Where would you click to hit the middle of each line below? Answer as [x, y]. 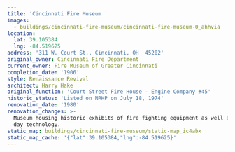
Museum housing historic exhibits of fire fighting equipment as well [119, 118]
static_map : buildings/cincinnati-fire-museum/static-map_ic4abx [104, 131]
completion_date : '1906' [43, 72]
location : [22, 33]
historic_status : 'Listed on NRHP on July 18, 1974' [86, 99]
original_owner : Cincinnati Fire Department [73, 60]
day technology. [37, 124]
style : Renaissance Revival [48, 79]
